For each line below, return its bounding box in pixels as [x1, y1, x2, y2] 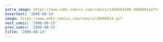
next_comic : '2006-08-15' [5, 20, 57, 26]
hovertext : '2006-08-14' [5, 12, 55, 16]
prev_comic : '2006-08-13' [5, 25, 57, 30]
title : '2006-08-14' [5, 29, 47, 34]
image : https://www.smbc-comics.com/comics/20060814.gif [5, 16, 123, 21]
